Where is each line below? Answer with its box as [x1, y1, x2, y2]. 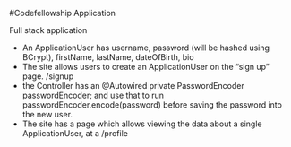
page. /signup [21, 71, 74, 82]
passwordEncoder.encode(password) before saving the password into [21, 99, 282, 110]
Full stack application [9, 25, 88, 35]
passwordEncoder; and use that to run [21, 90, 164, 100]
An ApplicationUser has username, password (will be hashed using [21, 42, 270, 53]
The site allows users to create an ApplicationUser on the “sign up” [21, 62, 270, 72]
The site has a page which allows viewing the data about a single [21, 118, 262, 129]
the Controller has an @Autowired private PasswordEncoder [21, 81, 244, 91]
